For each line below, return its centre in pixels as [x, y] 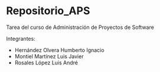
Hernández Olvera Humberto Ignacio [59, 50]
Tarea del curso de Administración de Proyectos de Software [80, 27]
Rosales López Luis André [46, 63]
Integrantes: [21, 38]
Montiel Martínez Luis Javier [49, 56]
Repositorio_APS [48, 11]
